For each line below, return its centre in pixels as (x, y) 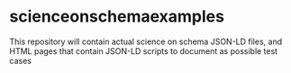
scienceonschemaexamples (117, 17)
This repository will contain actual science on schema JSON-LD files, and (145, 41)
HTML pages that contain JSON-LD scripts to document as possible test (143, 50)
